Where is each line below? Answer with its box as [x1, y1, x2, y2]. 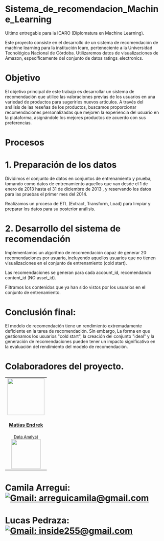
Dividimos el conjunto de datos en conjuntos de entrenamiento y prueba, [5, 175, 152, 181]
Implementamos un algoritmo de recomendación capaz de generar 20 [5, 249, 147, 255]
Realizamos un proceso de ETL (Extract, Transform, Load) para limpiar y [5, 201, 151, 206]
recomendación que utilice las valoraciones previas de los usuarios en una [5, 94, 156, 99]
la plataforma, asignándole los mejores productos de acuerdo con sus [5, 114, 146, 121]
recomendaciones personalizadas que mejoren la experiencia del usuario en [5, 109, 159, 115]
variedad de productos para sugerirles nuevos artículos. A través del [5, 99, 143, 105]
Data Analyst [14, 434, 38, 440]
